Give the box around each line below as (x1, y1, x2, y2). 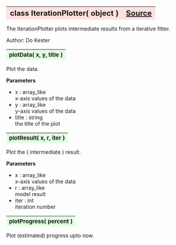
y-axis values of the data (14, 107, 76, 114)
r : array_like (14, 184, 45, 191)
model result (14, 191, 46, 197)
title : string (14, 113, 43, 121)
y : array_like (14, 101, 46, 108)
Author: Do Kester (6, 37, 51, 44)
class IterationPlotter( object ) (10, 8, 119, 18)
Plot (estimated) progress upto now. (6, 232, 94, 239)
